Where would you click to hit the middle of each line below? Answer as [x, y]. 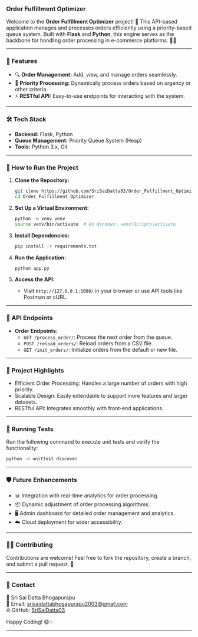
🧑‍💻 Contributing [29, 545]
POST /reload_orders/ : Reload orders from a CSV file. [88, 343]
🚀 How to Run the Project [42, 167]
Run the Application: [40, 258]
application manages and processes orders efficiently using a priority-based [99, 28]
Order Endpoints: [36, 331]
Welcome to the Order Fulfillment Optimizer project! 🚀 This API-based [92, 22]
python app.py [32, 268]
